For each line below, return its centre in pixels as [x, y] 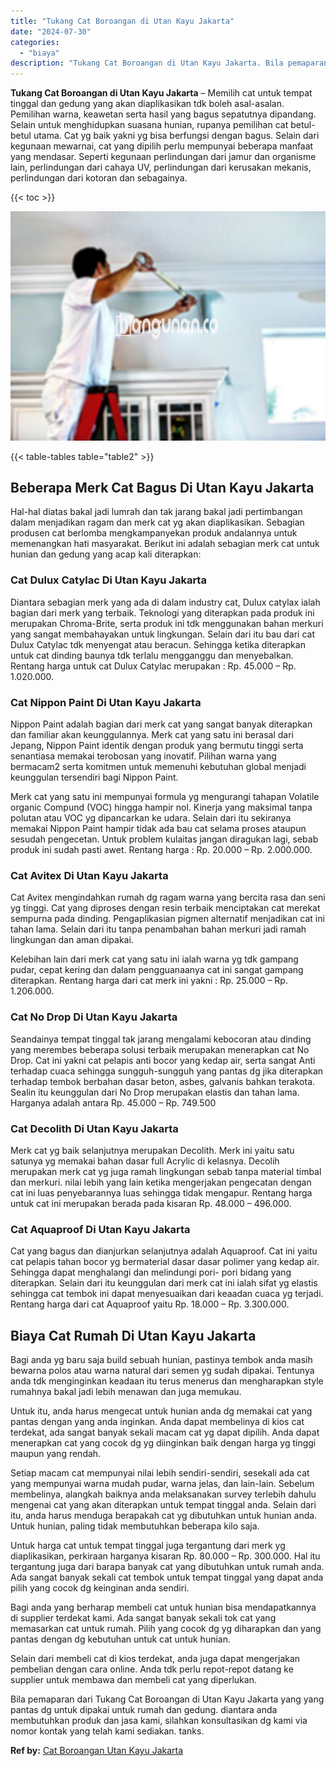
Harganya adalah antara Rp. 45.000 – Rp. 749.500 [113, 1102]
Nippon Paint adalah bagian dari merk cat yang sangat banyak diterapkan [161, 724]
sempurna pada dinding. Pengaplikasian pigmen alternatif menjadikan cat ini [167, 919]
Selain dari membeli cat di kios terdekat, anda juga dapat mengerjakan [155, 1659]
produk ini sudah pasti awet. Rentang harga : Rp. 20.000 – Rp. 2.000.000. [161, 850]
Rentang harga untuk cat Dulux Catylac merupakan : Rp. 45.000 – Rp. [153, 666]
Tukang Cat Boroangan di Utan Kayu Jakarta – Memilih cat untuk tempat [161, 93]
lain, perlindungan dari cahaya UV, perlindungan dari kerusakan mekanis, [161, 167]
